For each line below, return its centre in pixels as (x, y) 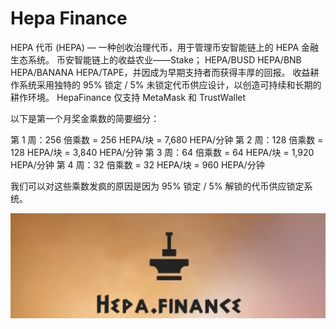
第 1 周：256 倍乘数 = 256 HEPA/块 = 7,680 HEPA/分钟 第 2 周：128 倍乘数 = (167, 139)
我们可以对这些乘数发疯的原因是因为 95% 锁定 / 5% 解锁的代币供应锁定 (157, 186)
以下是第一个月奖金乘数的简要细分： (85, 118)
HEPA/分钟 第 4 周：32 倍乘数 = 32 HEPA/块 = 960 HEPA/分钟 (137, 164)
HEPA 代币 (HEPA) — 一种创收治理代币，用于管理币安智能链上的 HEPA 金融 (164, 47)
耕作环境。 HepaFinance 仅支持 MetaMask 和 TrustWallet (128, 97)
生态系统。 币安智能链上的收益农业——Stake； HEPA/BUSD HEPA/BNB (156, 59)
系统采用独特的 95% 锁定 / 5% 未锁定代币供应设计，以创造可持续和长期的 (170, 84)
